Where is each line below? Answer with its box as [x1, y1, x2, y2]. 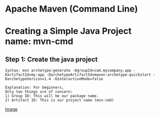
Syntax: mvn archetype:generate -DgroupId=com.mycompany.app [5, 68, 132, 73]
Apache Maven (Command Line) [5, 3, 138, 15]
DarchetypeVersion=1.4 [5, 77, 51, 82]
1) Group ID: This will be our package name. [5, 94, 99, 99]
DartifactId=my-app [5, 72, 45, 77]
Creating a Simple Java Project [5, 26, 132, 37]
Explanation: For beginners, [5, 85, 64, 90]
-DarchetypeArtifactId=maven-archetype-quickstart [46, 72, 151, 77]
